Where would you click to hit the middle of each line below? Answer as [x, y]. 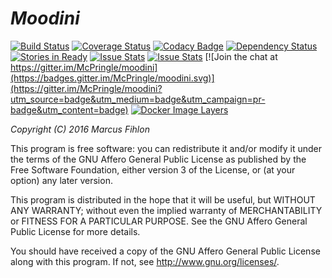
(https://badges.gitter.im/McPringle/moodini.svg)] [112, 78]
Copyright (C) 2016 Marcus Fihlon [80, 129]
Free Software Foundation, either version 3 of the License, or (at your [153, 169]
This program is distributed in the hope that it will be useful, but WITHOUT [163, 199]
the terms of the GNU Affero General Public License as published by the [158, 159]
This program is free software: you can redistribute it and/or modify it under [166, 148]
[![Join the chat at [241, 56]
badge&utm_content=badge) [69, 109]
